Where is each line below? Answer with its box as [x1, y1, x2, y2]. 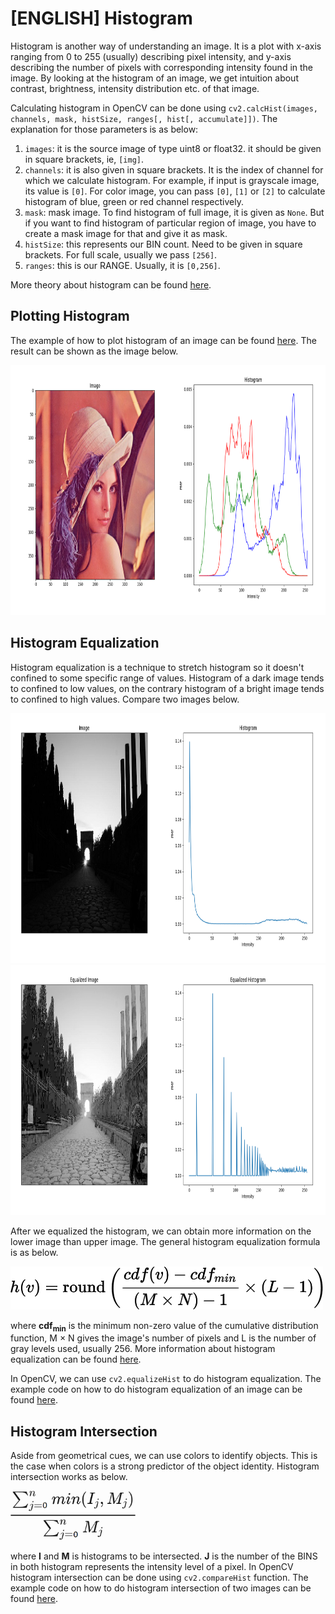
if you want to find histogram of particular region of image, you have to [24, 217, 317, 229]
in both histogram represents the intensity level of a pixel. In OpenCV [10, 1560, 294, 1572]
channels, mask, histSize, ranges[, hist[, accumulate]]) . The [10, 112, 278, 124]
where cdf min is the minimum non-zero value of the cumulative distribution [10, 1319, 319, 1334]
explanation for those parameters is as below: [10, 123, 199, 135]
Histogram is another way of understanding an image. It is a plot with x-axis [10, 40, 322, 52]
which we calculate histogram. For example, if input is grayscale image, [24, 174, 320, 186]
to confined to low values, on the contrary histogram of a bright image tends [10, 682, 325, 694]
